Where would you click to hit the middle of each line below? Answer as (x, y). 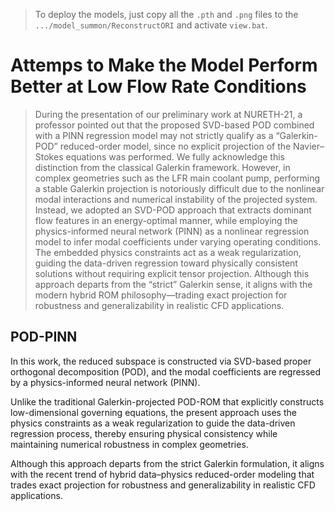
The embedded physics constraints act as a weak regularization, (168, 252)
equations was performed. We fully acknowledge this (175, 156)
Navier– (309, 146)
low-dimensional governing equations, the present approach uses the (153, 412)
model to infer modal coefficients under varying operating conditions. (178, 241)
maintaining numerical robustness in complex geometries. (129, 444)
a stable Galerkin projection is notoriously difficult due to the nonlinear (179, 188)
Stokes (49, 156)
